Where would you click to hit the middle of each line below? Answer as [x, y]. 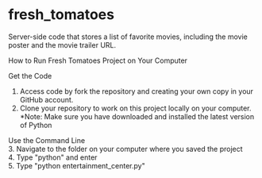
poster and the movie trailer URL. [62, 44]
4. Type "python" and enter [53, 157]
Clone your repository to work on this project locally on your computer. [135, 108]
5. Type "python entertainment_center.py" [77, 165]
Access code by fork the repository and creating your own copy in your [137, 91]
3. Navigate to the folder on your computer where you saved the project [126, 149]
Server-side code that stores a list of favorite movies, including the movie [128, 37]
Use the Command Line [47, 140]
